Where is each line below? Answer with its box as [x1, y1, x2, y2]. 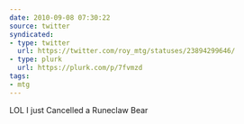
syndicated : [9, 30, 54, 39]
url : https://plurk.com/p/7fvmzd [17, 64, 143, 73]
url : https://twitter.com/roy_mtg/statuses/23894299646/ [17, 47, 236, 56]
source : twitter [9, 22, 70, 31]
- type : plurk [9, 55, 63, 64]
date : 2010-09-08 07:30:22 [9, 13, 111, 22]
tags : [9, 72, 30, 81]
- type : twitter [9, 38, 70, 48]
